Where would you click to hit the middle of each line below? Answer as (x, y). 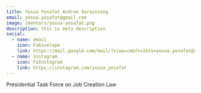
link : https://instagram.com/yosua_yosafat (72, 67)
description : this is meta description (56, 28)
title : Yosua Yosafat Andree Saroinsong (57, 12)
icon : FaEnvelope (39, 46)
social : (16, 34)
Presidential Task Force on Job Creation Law (61, 85)
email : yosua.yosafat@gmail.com (46, 17)
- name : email (29, 40)
